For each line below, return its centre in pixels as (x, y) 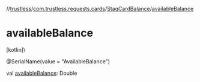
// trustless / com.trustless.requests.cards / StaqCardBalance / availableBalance (100, 9)
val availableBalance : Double (42, 73)
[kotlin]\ (16, 49)
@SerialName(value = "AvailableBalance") (58, 61)
